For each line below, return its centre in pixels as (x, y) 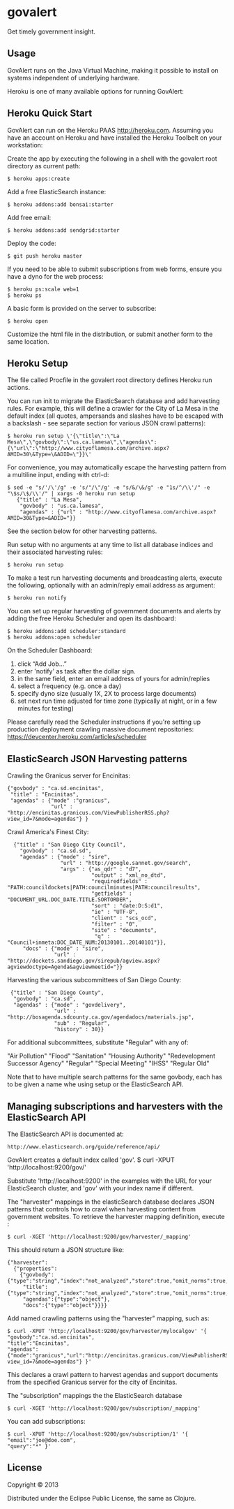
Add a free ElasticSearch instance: (57, 191)
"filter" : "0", (115, 924)
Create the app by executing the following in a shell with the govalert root (112, 159)
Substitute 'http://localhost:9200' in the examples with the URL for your (110, 1181)
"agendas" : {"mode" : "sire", (65, 857)
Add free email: (29, 217)
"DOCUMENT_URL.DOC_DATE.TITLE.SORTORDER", (70, 900)
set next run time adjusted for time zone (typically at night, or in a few (117, 701)
